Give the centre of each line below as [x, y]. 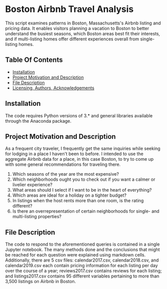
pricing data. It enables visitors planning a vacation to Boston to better [77, 28]
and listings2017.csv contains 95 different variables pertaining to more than [82, 276]
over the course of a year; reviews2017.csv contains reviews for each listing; [83, 271]
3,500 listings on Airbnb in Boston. [41, 282]
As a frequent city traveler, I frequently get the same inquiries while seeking [83, 149]
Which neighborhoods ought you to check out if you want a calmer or [84, 179]
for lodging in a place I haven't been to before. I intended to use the [74, 154]
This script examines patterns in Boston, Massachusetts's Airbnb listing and [83, 23]
